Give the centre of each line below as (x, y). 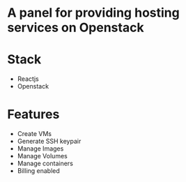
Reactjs (28, 79)
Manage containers (45, 164)
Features (33, 115)
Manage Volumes (42, 156)
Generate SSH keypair (49, 142)
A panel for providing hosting (93, 13)
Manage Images (40, 149)
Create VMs (34, 134)
